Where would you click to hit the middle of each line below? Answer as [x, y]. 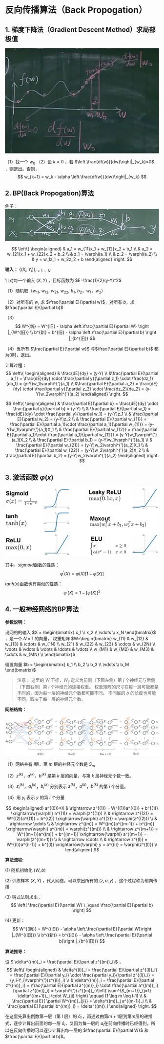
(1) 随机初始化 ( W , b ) [25, 870]
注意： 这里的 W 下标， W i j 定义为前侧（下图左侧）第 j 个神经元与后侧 [86, 680]
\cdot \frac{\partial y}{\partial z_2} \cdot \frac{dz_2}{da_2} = [83, 389]
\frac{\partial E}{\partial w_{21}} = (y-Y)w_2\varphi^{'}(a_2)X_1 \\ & [82, 445]
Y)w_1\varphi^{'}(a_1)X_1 [30, 430]
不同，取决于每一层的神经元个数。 [51, 699]
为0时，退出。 [19, 355]
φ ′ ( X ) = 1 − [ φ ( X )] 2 [82, 592]
